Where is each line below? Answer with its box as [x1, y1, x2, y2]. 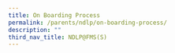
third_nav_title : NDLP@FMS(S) [8, 33, 108, 41]
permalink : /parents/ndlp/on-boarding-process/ [8, 19, 168, 26]
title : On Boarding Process [8, 11, 101, 19]
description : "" [8, 26, 61, 34]
